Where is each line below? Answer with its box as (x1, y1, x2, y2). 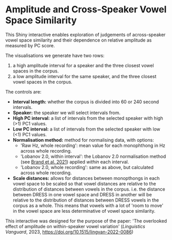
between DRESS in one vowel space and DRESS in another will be (12, 191, 152, 197)
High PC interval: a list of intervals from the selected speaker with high (12, 115, 163, 121)
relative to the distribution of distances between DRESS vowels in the (12, 197, 159, 203)
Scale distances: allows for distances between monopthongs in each (12, 175, 160, 181)
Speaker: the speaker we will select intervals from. (12, 109, 121, 116)
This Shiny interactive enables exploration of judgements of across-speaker (5, 31, 166, 38)
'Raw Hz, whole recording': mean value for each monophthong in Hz (20, 142, 166, 149)
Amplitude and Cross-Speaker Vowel (5, 4, 167, 15)
